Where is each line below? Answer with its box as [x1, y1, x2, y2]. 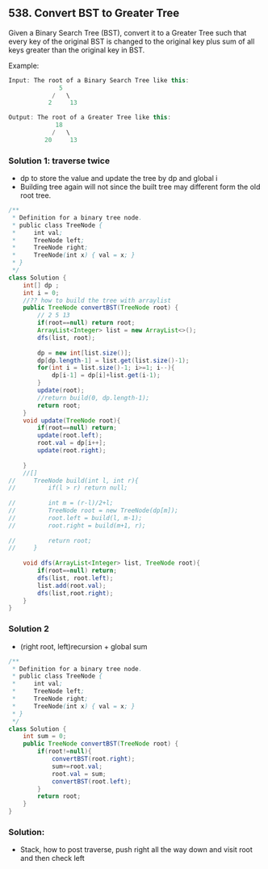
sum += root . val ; [51, 762, 103, 770]
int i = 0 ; [23, 288, 60, 297]
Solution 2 [8, 623, 50, 635]
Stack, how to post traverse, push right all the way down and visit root [19, 845, 253, 854]
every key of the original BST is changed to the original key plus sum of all [8, 36, 255, 46]
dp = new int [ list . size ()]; [37, 349, 132, 357]
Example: [8, 61, 40, 70]
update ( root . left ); [37, 431, 103, 439]
